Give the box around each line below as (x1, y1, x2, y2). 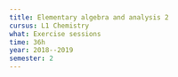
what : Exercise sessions (9, 29, 101, 38)
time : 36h (9, 37, 46, 47)
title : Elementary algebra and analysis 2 (9, 12, 169, 22)
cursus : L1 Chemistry (9, 21, 90, 30)
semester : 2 (9, 54, 53, 63)
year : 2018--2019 (9, 46, 74, 55)
